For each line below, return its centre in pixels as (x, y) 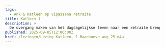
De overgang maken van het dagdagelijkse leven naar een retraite (79, 28)
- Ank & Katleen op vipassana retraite (50, 14)
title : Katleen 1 (23, 19)
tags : (11, 10)
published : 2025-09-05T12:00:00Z (39, 32)
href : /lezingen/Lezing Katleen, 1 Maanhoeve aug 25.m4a (65, 37)
